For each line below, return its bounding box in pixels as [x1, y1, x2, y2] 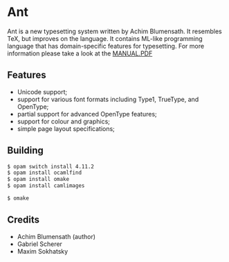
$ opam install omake [7, 176, 70, 183]
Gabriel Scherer [17, 240, 62, 248]
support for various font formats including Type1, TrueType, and [17, 95, 199, 103]
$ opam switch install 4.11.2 [7, 163, 95, 170]
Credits [7, 214, 40, 226]
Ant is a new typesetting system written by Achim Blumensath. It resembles [7, 27, 223, 35]
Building [7, 145, 44, 157]
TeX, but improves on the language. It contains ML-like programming [7, 34, 203, 42]
